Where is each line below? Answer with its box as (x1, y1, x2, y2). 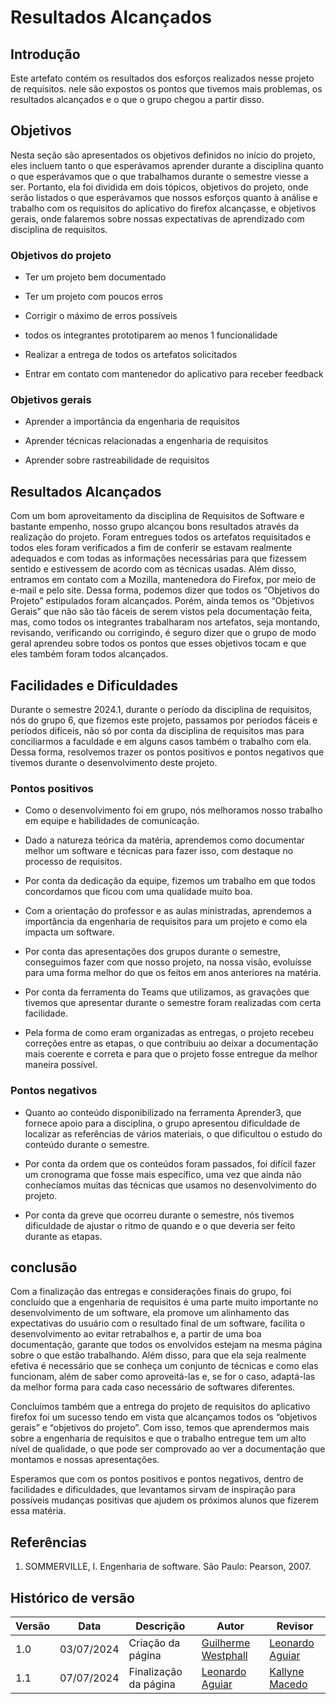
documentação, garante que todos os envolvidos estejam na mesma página (10, 1339, 323, 1351)
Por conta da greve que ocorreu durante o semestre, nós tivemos (24, 1209, 295, 1221)
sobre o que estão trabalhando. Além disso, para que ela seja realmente (10, 1349, 307, 1361)
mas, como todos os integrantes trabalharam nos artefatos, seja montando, (10, 616, 321, 628)
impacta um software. (24, 926, 115, 938)
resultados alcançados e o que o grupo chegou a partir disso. (10, 94, 265, 105)
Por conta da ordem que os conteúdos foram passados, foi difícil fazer (24, 1157, 317, 1170)
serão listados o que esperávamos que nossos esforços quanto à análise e (10, 191, 318, 203)
